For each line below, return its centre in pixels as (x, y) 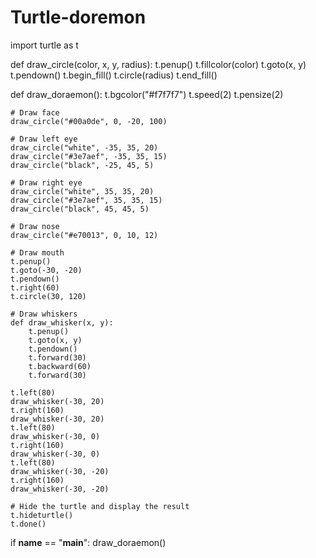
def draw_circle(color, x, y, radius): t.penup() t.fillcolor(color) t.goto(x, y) (158, 64)
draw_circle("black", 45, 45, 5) (80, 209)
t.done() (28, 524)
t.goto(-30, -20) (46, 270)
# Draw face (35, 112)
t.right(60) (35, 287)
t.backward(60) (60, 366)
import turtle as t (44, 45)
